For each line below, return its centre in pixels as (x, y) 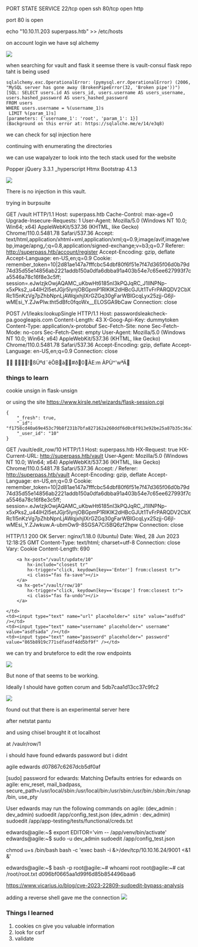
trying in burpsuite (29, 203)
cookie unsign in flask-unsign (42, 391)
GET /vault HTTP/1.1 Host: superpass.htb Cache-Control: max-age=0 (90, 214)
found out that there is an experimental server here (68, 710)
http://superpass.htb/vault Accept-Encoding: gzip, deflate (76, 475)
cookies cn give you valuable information (65, 926)
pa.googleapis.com (29, 320)
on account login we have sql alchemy (52, 43)
